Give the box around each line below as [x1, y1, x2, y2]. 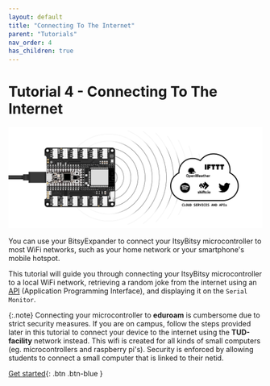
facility [8, 336, 32, 346]
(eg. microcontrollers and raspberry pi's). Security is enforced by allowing [8, 345, 254, 355]
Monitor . [8, 295, 36, 305]
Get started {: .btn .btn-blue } [8, 369, 103, 379]
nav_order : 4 [8, 39, 52, 47]
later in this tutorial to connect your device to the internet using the [8, 327, 230, 338]
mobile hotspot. [8, 254, 60, 264]
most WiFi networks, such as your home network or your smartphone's [8, 245, 244, 255]
